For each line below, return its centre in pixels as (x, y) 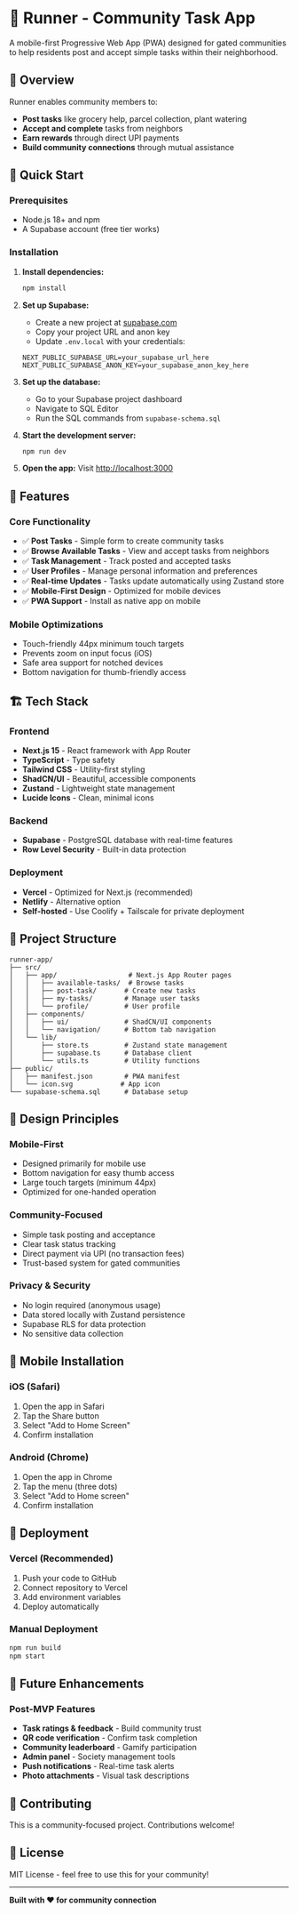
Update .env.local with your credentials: (110, 341)
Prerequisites (39, 201)
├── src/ (25, 967)
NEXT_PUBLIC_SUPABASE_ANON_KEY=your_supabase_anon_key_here (135, 365)
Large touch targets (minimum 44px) (89, 1183)
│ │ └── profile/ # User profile (94, 1006)
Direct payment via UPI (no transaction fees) (103, 1253)
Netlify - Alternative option (71, 901)
